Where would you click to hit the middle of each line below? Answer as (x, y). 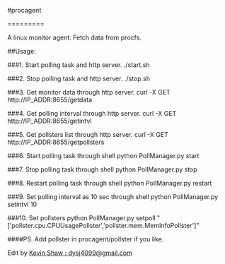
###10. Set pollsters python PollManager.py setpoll (81, 218)
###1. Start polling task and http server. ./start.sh (79, 65)
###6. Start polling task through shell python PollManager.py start (103, 156)
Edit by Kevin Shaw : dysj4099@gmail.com (70, 253)
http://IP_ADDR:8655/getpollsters (56, 142)
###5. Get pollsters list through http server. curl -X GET (88, 134)
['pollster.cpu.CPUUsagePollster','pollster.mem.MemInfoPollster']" (103, 226)
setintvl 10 (22, 204)
